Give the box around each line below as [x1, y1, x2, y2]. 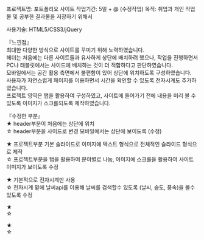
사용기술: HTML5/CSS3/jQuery [6, 26, 82, 33]
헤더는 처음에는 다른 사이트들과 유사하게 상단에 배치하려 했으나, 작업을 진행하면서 [6, 54, 199, 61]
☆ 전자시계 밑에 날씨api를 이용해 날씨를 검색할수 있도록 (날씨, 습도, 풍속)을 [6, 184, 184, 191]
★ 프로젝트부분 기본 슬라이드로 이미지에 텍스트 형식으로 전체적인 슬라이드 [6, 140, 181, 148]
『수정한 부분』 [6, 112, 44, 120]
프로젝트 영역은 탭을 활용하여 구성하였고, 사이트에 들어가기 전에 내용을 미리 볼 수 [6, 92, 197, 99]
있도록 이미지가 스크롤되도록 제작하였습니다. [6, 100, 111, 106]
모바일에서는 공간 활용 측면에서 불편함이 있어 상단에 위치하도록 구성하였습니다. [6, 69, 192, 76]
